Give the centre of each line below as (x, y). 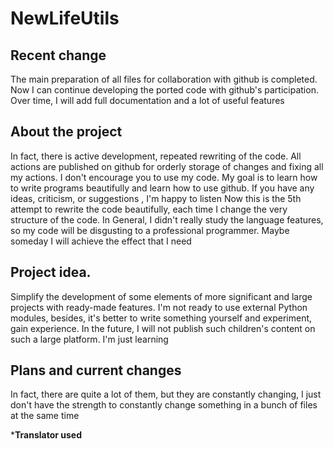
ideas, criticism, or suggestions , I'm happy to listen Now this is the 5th (156, 198)
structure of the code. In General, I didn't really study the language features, (167, 219)
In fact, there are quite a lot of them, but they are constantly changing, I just (166, 394)
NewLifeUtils (65, 18)
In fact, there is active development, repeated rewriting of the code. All (156, 156)
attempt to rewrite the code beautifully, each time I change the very (149, 209)
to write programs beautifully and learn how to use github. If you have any (162, 188)
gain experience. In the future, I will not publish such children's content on (163, 328)
